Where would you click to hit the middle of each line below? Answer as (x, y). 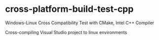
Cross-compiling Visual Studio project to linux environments (66, 32)
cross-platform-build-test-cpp (69, 9)
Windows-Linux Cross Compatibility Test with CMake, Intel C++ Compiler (80, 23)
